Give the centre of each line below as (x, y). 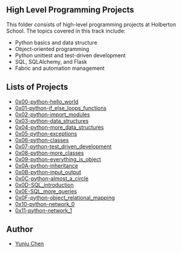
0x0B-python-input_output (48, 172)
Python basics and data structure (56, 42)
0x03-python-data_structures (52, 120)
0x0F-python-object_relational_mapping (65, 198)
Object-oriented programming (52, 49)
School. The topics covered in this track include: (66, 31)
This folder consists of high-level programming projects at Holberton (91, 24)
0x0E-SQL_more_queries (46, 191)
